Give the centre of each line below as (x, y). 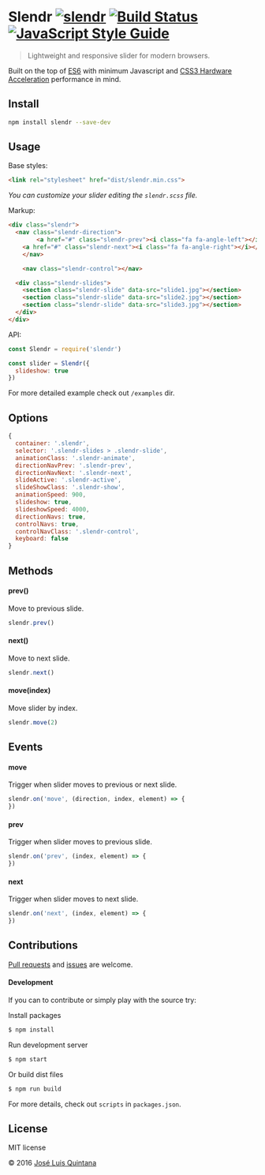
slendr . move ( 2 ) (33, 722)
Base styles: (28, 166)
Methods (31, 571)
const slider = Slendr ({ (49, 363)
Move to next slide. (39, 658)
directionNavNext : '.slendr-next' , (74, 473)
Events (26, 747)
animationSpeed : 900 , (51, 495)
